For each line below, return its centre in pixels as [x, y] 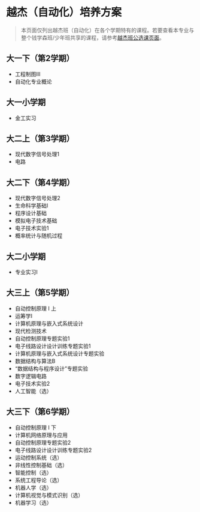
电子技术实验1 [32, 228]
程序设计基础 [31, 213]
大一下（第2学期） [40, 59]
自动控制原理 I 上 [36, 308]
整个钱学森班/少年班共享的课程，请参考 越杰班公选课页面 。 [93, 37]
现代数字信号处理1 [37, 154]
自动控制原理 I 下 [36, 427]
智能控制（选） [33, 472]
